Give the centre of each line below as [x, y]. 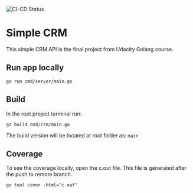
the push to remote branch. [39, 175]
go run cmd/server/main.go [39, 81]
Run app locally [35, 68]
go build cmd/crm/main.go [38, 124]
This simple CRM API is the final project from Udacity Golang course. [90, 49]
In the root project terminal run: [44, 114]
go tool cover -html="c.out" [42, 185]
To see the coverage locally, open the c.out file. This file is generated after [97, 168]
